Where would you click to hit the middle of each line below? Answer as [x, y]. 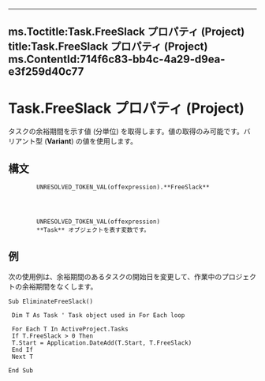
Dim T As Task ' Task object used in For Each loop [98, 315]
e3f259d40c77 [46, 72]
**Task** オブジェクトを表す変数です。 [93, 230]
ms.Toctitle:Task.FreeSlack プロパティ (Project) [127, 32]
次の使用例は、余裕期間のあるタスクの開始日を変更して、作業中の [115, 276]
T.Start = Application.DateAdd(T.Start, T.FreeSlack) [102, 343]
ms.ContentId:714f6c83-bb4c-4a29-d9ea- [117, 60]
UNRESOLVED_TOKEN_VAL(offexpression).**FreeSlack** [123, 187]
